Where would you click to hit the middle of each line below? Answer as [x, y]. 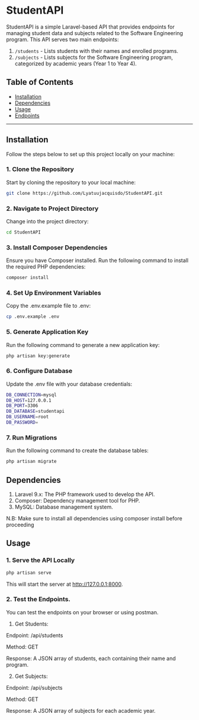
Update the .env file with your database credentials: [69, 384]
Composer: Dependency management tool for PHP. [77, 500]
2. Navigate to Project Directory [52, 209]
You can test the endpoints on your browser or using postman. [82, 612]
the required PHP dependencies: [46, 267]
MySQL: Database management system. [64, 507]
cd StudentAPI [24, 232]
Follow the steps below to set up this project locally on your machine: [90, 154]
